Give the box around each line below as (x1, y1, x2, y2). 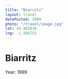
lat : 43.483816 (5, 26, 37, 31)
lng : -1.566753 (5, 31, 37, 36)
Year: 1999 (5, 69, 27, 75)
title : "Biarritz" (5, 7, 43, 13)
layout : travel (5, 12, 37, 17)
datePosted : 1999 (5, 17, 41, 22)
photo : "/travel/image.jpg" (5, 21, 64, 27)
